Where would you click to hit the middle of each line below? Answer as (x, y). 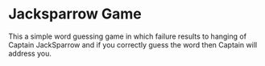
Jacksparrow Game (75, 14)
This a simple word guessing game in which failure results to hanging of (128, 36)
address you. (30, 53)
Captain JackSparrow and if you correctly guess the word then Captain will (133, 44)
